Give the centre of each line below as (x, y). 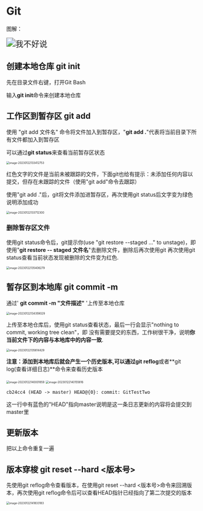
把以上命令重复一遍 (30, 448)
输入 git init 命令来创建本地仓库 (44, 95)
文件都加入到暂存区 (35, 139)
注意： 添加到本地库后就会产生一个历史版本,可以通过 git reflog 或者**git (94, 361)
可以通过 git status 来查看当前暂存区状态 (55, 152)
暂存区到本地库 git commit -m (62, 287)
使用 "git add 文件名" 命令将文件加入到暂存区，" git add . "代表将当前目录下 (99, 132)
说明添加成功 (22, 202)
